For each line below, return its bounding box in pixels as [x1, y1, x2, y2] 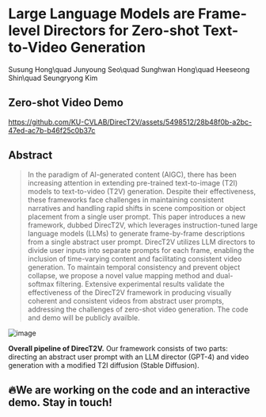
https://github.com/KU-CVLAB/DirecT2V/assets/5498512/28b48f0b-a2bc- [8, 117, 252, 127]
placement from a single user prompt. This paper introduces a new [27, 212, 246, 221]
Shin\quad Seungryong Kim [8, 73, 98, 82]
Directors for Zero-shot [43, 21, 200, 40]
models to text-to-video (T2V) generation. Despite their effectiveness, [27, 186, 256, 196]
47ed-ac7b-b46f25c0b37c [8, 125, 96, 135]
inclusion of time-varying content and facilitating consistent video [27, 254, 242, 263]
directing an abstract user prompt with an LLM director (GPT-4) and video [8, 352, 249, 362]
